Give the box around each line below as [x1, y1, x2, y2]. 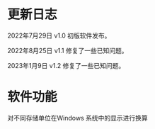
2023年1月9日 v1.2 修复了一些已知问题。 [7, 61, 125, 69]
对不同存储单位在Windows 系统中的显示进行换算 [7, 113, 148, 122]
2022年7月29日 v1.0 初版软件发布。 [7, 31, 111, 40]
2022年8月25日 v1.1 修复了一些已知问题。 [7, 46, 128, 55]
